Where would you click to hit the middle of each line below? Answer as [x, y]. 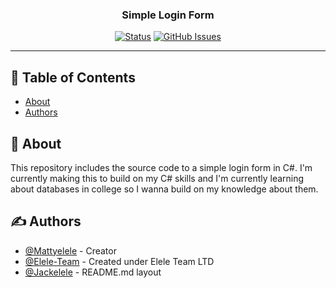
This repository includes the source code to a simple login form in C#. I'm [161, 167]
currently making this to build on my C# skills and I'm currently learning [157, 178]
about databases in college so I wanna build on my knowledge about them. [164, 189]
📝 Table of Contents [73, 77]
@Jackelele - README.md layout [93, 272]
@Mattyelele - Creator [70, 250]
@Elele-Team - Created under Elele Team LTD [119, 261]
